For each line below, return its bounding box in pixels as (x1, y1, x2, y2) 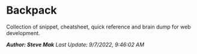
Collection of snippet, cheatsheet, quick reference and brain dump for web (6, 23, 191, 30)
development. (6, 29, 40, 36)
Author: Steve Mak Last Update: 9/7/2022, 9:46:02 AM (6, 41, 145, 48)
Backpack (6, 4, 57, 17)
